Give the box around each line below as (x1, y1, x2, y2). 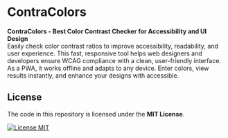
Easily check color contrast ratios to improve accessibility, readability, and (7, 42, 218, 50)
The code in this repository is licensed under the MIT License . (7, 110, 185, 118)
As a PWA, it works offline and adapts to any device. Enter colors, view (7, 64, 209, 72)
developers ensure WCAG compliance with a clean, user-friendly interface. (7, 56, 222, 64)
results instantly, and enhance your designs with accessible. (7, 71, 179, 80)
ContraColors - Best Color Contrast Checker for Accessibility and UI (7, 27, 207, 35)
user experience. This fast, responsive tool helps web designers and (7, 49, 202, 58)
